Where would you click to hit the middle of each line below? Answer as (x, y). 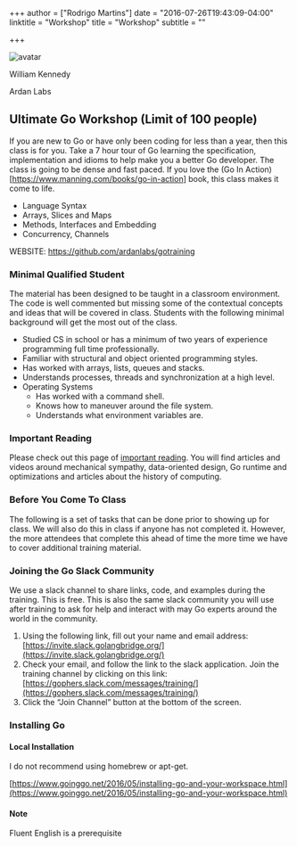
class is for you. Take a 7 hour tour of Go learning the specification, (133, 150)
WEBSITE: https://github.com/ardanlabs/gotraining (102, 251)
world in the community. (54, 618)
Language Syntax (54, 205)
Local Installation (41, 746)
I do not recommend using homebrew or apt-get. (99, 767)
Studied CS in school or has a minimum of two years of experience (145, 340)
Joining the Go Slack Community (82, 571)
